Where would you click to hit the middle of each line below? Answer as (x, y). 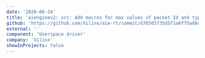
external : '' (23, 29)
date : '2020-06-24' (31, 12)
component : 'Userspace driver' (46, 34)
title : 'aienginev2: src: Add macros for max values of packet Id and (98, 18)
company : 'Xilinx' (30, 40)
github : (16, 23)
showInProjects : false (35, 46)
